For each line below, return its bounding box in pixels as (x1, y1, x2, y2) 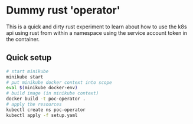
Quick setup (6, 53, 52, 63)
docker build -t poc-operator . (6, 96, 86, 102)
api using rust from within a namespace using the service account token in (6, 29, 188, 36)
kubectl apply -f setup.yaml (6, 112, 78, 118)
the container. (6, 35, 40, 43)
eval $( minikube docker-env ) (6, 85, 78, 91)
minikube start (6, 74, 44, 80)
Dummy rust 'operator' (6, 4, 120, 17)
